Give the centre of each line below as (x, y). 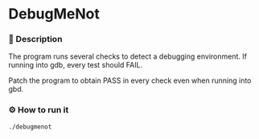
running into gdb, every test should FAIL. (76, 65)
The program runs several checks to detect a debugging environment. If (128, 56)
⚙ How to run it (39, 110)
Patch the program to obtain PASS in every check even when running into (130, 80)
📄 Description (35, 39)
